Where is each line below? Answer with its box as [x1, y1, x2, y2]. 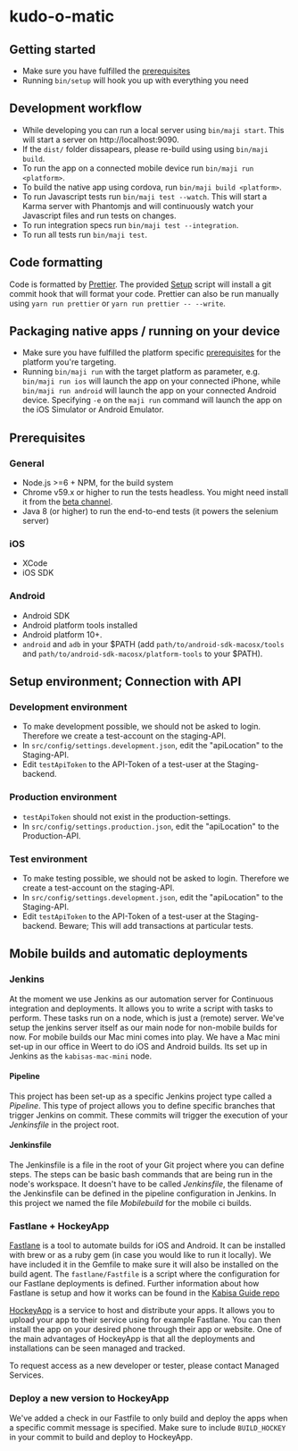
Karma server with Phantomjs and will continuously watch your [21, 200, 254, 211]
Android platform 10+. [21, 628, 103, 640]
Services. [9, 1370, 45, 1380]
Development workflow [9, 101, 143, 116]
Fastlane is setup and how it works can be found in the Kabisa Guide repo [9, 1287, 280, 1298]
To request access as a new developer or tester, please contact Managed [9, 1361, 279, 1371]
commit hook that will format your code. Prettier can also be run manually [9, 288, 279, 299]
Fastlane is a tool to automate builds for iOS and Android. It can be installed [9, 1240, 286, 1251]
